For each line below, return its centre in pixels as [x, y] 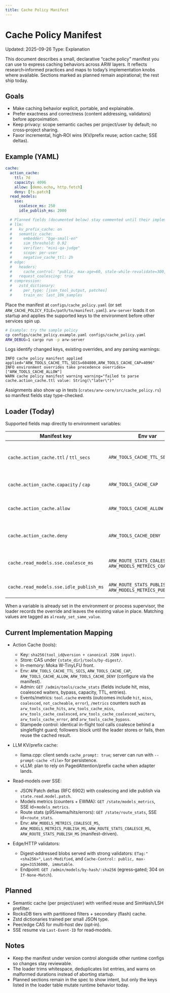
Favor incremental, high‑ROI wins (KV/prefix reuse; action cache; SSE [85, 135]
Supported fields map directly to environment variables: [63, 424]
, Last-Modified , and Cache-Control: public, [88, 859]
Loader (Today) [30, 411]
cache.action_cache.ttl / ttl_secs [49, 457]
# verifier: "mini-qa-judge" [45, 248]
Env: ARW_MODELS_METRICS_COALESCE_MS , [60, 823]
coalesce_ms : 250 [37, 206]
